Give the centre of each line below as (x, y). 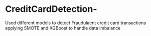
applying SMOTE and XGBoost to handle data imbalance (63, 28)
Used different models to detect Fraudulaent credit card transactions (75, 23)
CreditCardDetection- (51, 9)
